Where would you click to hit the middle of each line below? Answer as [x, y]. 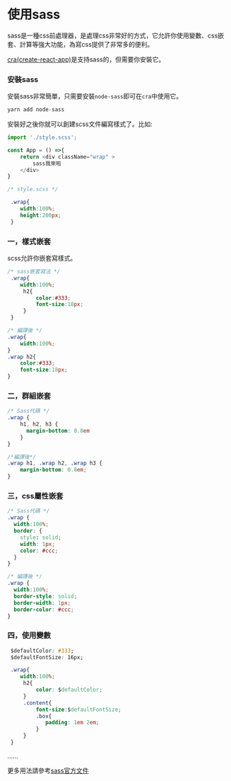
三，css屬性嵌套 [35, 496]
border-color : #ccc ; [44, 610]
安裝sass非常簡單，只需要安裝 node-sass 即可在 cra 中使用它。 [95, 96]
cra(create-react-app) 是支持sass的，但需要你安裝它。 [86, 59]
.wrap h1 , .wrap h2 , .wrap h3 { [55, 463]
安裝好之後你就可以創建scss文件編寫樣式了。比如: [80, 124]
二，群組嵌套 [29, 396]
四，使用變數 [29, 636]
